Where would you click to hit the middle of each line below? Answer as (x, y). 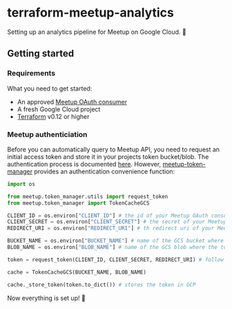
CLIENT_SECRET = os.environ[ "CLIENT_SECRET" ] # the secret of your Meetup (117, 222)
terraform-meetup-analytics (91, 13)
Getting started (41, 54)
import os (21, 184)
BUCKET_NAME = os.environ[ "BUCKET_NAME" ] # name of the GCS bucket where (116, 241)
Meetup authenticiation (47, 134)
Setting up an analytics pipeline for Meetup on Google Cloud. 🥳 (97, 32)
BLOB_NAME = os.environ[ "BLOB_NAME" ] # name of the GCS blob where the (112, 247)
